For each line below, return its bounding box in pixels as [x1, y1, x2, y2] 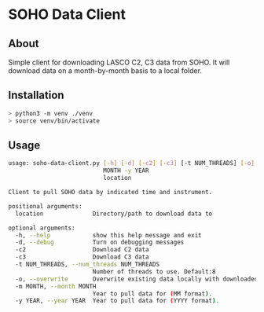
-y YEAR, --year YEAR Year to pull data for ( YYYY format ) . [15, 297, 220, 305]
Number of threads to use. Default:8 [92, 267, 216, 276]
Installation [8, 89, 64, 102]
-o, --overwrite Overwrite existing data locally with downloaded [15, 275, 258, 283]
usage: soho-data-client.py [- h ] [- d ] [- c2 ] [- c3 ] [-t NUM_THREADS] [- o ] [8, 160, 255, 167]
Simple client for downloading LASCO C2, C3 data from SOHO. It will [8, 57, 230, 67]
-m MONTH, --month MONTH [15, 282, 97, 290]
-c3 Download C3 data [15, 253, 149, 261]
